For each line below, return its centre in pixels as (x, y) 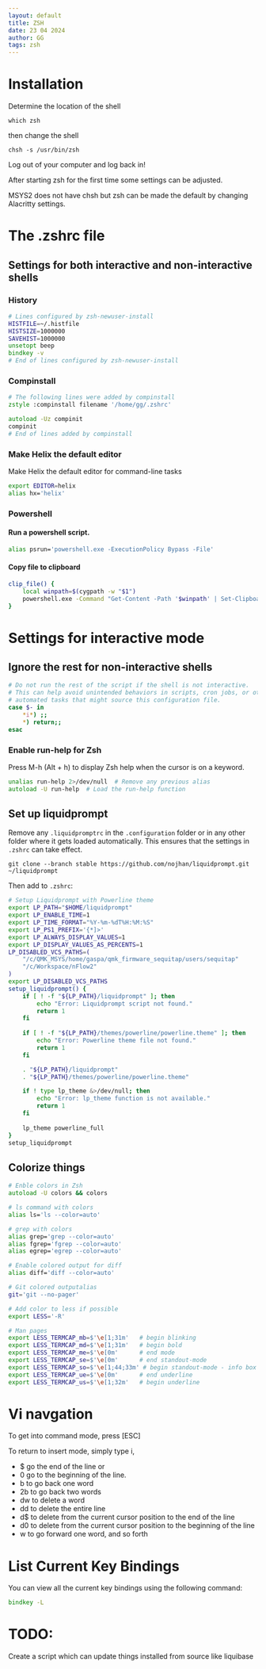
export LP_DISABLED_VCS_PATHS (58, 982)
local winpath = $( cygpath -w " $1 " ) (79, 591)
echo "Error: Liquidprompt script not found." (115, 1004)
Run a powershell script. (49, 533)
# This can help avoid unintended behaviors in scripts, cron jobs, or (129, 693)
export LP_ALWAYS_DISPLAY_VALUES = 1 (67, 937)
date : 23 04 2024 (37, 30)
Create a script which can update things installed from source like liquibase (131, 1656)
